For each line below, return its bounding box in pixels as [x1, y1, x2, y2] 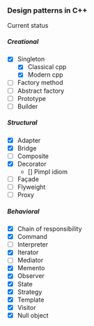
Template [17, 295, 45, 304]
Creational [7, 37, 39, 45]
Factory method [17, 79, 63, 87]
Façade [17, 175, 40, 183]
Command [17, 233, 47, 241]
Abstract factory [17, 86, 65, 95]
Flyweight [17, 183, 46, 191]
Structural [7, 118, 38, 127]
